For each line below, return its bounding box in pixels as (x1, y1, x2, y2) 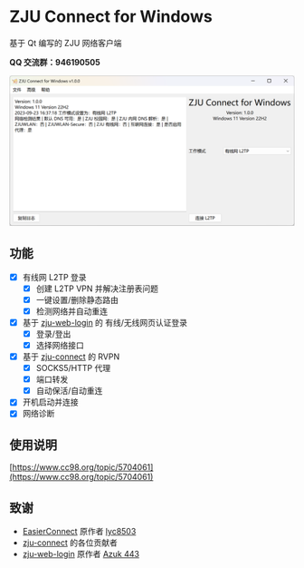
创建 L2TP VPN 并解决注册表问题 (35, 283, 158, 294)
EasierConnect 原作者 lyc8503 (22, 525, 137, 536)
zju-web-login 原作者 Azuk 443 (22, 548, 140, 559)
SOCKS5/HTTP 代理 (35, 363, 111, 374)
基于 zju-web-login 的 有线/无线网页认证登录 (22, 317, 188, 328)
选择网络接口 (35, 339, 84, 350)
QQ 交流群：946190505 (9, 56, 101, 67)
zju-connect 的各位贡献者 (22, 537, 118, 548)
